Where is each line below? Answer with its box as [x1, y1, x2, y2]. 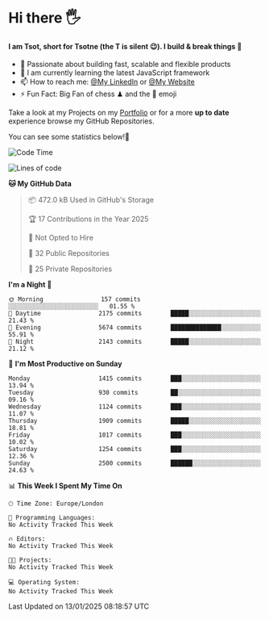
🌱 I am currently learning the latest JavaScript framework [19, 68, 210, 77]
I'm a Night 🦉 [8, 280, 52, 290]
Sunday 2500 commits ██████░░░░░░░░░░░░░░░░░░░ [8, 459, 262, 467]
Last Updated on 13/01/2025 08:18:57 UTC [8, 601, 150, 612]
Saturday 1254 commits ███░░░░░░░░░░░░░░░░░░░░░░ [8, 445, 262, 454]
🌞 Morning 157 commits [8, 295, 141, 303]
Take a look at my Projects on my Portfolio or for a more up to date [8, 108, 230, 118]
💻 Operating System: [8, 579, 81, 587]
